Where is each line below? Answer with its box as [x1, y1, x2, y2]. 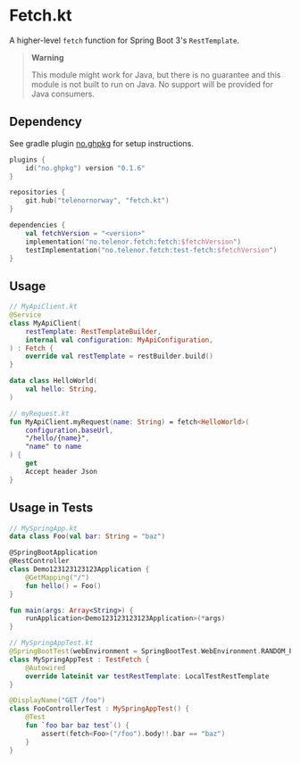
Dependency [9, 114, 82, 129]
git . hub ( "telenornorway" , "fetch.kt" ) [25, 196, 170, 205]
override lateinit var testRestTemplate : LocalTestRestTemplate [25, 671, 270, 681]
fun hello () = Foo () [25, 581, 102, 590]
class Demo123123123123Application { [9, 565, 150, 574]
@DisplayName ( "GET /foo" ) [9, 696, 105, 705]
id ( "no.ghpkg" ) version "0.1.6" [25, 163, 146, 172]
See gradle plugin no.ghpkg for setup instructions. [9, 137, 195, 148]
